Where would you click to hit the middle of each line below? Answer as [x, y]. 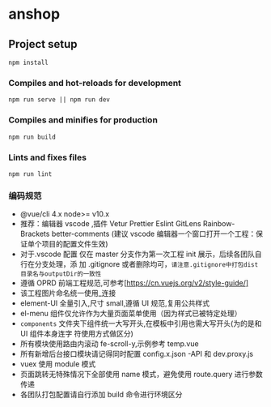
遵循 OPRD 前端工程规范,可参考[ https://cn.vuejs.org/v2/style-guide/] [134, 283]
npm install [28, 62]
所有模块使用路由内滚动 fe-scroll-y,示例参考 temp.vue [110, 344]
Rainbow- [219, 224]
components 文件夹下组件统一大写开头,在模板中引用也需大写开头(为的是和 [141, 323]
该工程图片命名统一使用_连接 [68, 293]
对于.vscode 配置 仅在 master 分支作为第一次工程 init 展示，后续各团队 [137, 254]
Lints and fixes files [48, 157]
